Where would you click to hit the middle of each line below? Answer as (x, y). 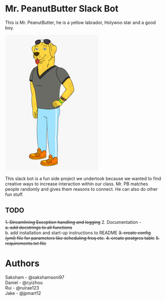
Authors (22, 263)
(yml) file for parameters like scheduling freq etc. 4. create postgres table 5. (83, 238)
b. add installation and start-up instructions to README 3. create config (78, 233)
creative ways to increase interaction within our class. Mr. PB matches (77, 184)
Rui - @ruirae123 (22, 288)
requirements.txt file (26, 243)
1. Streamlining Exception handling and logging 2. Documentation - (73, 222)
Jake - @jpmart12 (23, 293)
